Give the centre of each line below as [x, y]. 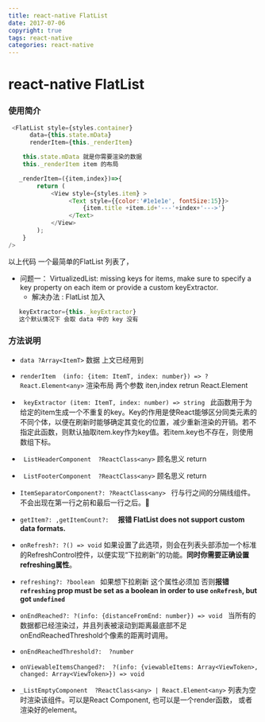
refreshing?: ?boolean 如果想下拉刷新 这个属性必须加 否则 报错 [125, 581]
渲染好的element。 [50, 709]
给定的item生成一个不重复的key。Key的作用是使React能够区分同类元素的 [138, 412]
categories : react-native [51, 45]
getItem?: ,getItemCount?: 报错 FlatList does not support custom [132, 519]
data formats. [42, 528]
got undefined [42, 599]
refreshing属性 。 [48, 565]
